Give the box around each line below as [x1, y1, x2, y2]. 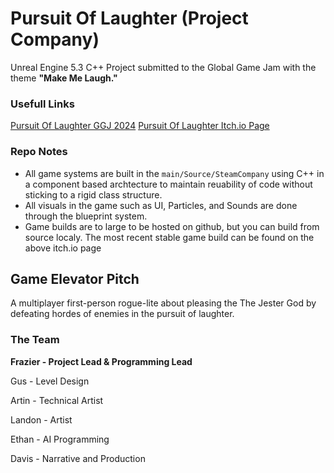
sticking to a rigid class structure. [24, 188, 163, 201]
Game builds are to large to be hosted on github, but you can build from [24, 220, 320, 232]
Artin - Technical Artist [10, 394, 104, 406]
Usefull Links [10, 97, 75, 111]
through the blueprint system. [24, 210, 148, 222]
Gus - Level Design [10, 375, 90, 387]
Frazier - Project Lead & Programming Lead [10, 355, 193, 367]
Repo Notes [10, 145, 68, 159]
